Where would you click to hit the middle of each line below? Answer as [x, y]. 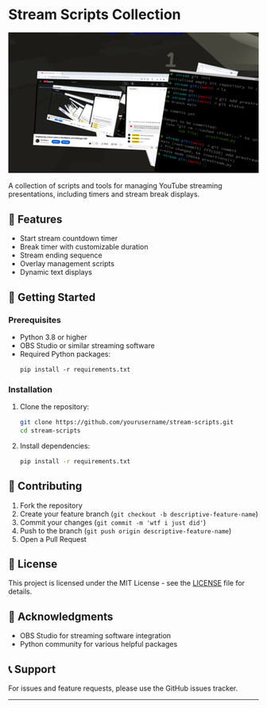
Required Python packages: [65, 354]
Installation [31, 389]
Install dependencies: [55, 446]
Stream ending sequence [61, 255]
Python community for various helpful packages [99, 644]
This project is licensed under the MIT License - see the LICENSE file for [126, 583]
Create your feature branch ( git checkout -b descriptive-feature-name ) [139, 513]
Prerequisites [35, 319]
